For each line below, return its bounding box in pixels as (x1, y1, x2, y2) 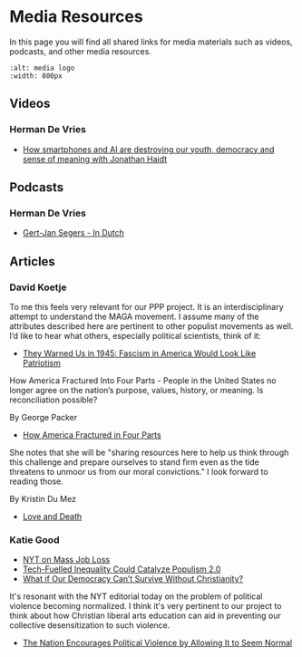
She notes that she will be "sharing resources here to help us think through (9, 447, 289, 458)
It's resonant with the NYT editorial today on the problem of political (9, 591, 263, 602)
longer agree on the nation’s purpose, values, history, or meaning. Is (9, 385, 264, 395)
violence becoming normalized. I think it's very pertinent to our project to (9, 601, 282, 612)
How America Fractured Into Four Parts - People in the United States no (9, 375, 277, 386)
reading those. (9, 476, 63, 487)
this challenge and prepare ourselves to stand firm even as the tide (9, 457, 260, 468)
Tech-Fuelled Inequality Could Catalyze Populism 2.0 (22, 564, 221, 575)
